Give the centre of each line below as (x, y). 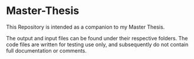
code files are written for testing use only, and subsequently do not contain (97, 44)
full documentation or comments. (47, 50)
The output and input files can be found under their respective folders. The (97, 38)
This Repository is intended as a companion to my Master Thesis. (86, 27)
